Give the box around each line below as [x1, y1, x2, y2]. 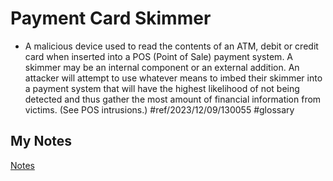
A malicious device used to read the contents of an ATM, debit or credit [24, 40, 319, 52]
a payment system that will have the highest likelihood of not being [24, 82, 300, 94]
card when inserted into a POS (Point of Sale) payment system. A [24, 50, 294, 62]
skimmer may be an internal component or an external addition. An [24, 61, 300, 73]
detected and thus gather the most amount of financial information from [24, 93, 322, 105]
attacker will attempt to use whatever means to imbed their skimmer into [24, 72, 323, 84]
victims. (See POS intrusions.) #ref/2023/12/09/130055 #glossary [24, 103, 295, 116]
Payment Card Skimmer [10, 7, 212, 30]
